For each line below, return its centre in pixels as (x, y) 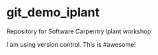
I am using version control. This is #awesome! (71, 44)
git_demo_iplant (53, 13)
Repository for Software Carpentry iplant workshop (79, 31)
